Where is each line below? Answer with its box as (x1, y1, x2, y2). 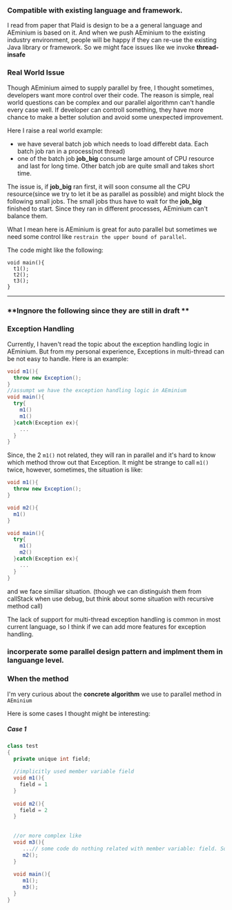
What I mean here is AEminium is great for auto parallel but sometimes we (7, 225, 217, 233)
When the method (7, 674, 69, 684)
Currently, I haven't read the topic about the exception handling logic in (7, 340, 209, 348)
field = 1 (19, 781, 48, 788)
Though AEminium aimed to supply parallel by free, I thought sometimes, (7, 84, 214, 92)
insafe (7, 50, 26, 59)
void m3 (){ (13, 838, 45, 846)
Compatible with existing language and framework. (7, 6, 183, 15)
